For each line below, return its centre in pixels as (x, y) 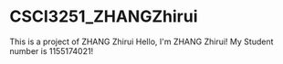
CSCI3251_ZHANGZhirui (104, 17)
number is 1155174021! (52, 50)
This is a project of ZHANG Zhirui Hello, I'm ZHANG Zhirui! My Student (141, 41)
